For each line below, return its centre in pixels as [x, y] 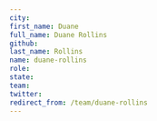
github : [24, 43]
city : [20, 18]
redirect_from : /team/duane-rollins [78, 102]
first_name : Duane [44, 26]
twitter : [26, 94]
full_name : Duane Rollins [58, 35]
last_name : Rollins [46, 52]
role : [20, 69]
